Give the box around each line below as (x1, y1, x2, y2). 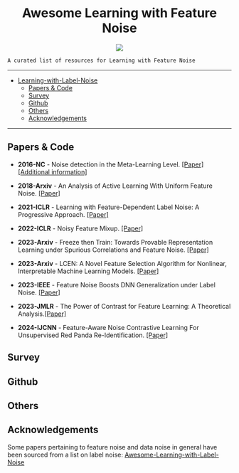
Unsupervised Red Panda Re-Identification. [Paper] (17, 331, 169, 339)
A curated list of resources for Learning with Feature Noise (7, 57, 196, 64)
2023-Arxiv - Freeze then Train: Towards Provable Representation (17, 238, 213, 246)
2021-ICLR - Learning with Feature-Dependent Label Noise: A (17, 203, 200, 211)
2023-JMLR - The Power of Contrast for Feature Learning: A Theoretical (17, 302, 231, 310)
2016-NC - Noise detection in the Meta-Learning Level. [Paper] (17, 160, 204, 169)
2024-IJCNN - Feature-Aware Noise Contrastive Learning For (17, 323, 199, 331)
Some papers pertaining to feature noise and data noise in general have (7, 442, 218, 451)
